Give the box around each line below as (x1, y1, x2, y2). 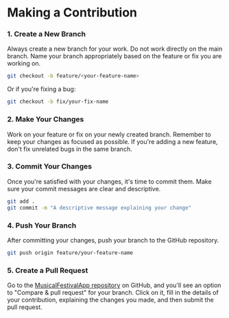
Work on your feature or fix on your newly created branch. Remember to (7, 130, 211, 138)
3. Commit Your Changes (7, 162, 93, 171)
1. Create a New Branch (7, 29, 86, 39)
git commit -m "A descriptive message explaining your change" (7, 204, 192, 211)
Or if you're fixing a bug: (7, 85, 76, 93)
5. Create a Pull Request (7, 265, 88, 275)
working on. (7, 60, 41, 68)
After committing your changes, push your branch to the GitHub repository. (7, 236, 219, 244)
